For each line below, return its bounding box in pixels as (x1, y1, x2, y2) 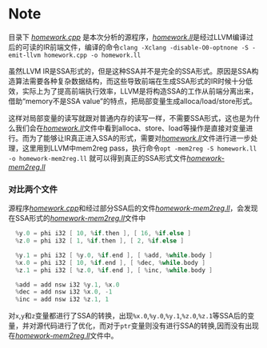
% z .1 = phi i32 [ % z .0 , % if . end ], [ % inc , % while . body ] (15, 266, 213, 274)
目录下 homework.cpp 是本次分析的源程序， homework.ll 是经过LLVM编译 (8, 32, 247, 42)
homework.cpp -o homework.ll (43, 51, 141, 59)
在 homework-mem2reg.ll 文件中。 (8, 331, 118, 341)
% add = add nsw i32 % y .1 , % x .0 (15, 281, 120, 289)
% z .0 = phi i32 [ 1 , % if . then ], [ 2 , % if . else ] (15, 237, 185, 245)
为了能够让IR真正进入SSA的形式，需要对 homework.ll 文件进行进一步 (29, 133, 251, 142)
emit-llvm (8, 51, 42, 59)
